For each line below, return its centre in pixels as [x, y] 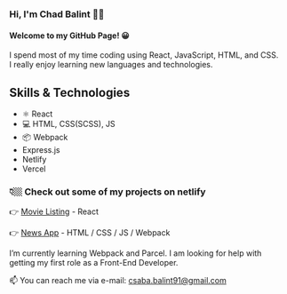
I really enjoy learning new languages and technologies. [111, 65]
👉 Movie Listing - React [54, 211]
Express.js [41, 149]
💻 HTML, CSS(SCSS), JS [68, 123]
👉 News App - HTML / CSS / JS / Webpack [90, 233]
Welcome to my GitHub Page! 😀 [70, 36]
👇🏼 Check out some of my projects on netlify [108, 192]
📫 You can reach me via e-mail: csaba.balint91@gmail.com [118, 281]
